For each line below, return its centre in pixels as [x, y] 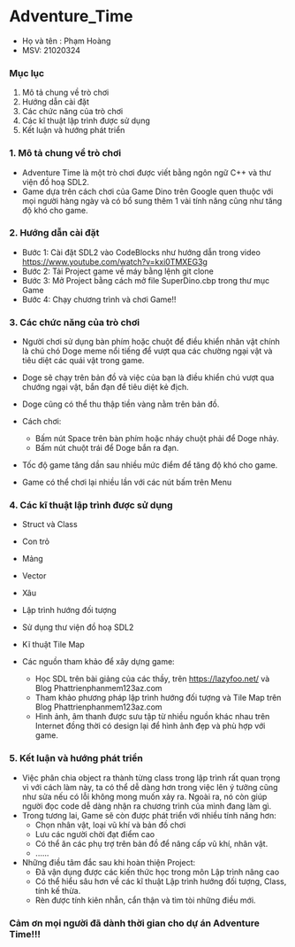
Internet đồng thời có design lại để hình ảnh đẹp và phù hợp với [150, 726]
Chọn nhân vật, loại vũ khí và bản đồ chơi [110, 825]
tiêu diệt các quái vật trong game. [83, 361]
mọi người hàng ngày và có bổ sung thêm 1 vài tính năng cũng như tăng [152, 200]
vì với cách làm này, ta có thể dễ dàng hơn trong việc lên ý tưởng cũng [150, 787]
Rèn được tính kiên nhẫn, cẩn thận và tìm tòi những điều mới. [145, 900]
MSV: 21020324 [51, 50]
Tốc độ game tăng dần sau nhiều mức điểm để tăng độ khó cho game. [150, 465]
